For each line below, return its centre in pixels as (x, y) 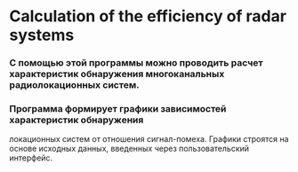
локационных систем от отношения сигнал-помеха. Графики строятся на (149, 139)
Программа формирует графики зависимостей (118, 109)
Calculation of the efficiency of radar (148, 16)
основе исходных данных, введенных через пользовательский (129, 149)
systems (42, 35)
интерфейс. (31, 158)
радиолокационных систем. (74, 85)
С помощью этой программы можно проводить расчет (137, 63)
